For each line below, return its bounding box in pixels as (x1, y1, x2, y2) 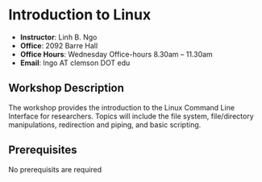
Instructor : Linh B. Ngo (19, 32, 98, 42)
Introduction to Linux (8, 6, 152, 24)
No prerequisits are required (8, 164, 102, 174)
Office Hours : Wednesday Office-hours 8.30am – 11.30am (19, 49, 214, 59)
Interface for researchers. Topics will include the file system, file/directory (8, 111, 254, 121)
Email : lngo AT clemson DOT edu (19, 58, 131, 68)
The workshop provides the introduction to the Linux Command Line (8, 102, 235, 112)
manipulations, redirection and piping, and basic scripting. (8, 119, 202, 130)
